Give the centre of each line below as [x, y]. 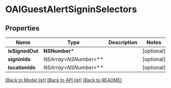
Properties [22, 28]
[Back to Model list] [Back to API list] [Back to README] [64, 80]
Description [123, 42]
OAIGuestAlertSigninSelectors [71, 9]
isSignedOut [23, 51]
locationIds [22, 67]
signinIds [19, 59]
